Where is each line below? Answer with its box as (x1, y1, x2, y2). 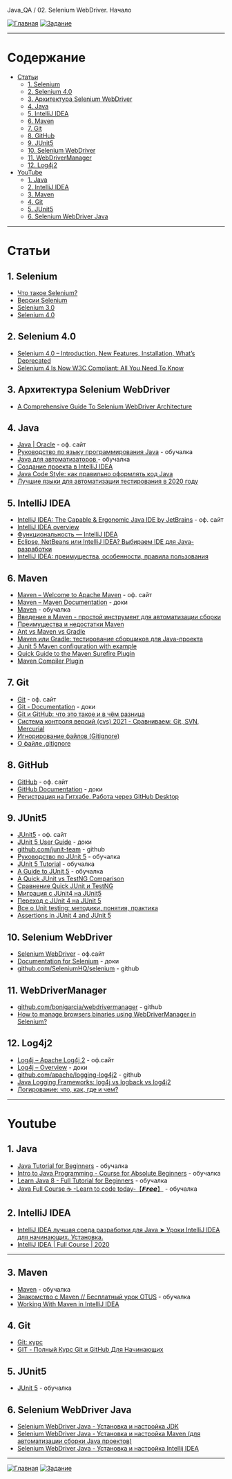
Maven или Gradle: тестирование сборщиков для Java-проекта (17, 635, 204, 643)
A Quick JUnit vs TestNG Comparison (17, 874, 124, 883)
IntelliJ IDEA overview (17, 523, 79, 531)
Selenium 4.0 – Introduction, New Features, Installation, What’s (17, 349, 195, 357)
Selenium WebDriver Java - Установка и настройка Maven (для (17, 1429, 201, 1438)
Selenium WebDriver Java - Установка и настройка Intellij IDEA (17, 1444, 199, 1452)
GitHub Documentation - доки (17, 784, 103, 793)
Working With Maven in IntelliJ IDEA (17, 1299, 119, 1308)
